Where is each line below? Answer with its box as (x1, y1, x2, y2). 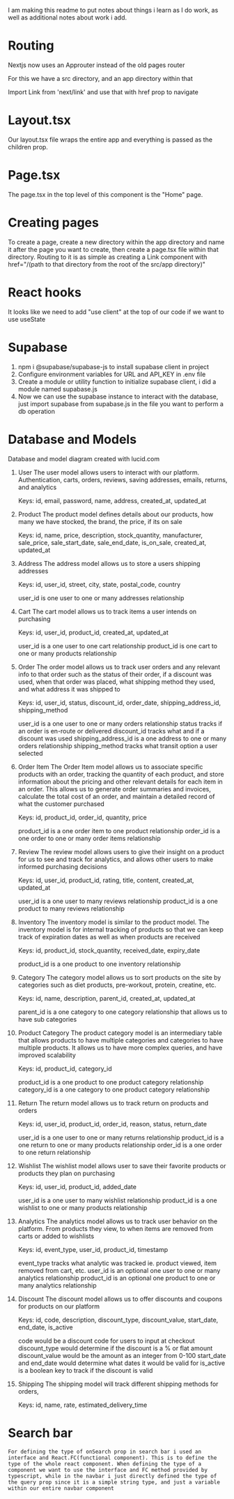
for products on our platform (17, 1302, 100, 1311)
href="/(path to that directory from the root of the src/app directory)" (8, 260, 206, 268)
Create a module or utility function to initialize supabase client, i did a (17, 377, 217, 386)
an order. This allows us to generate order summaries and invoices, (17, 784, 212, 793)
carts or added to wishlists (17, 1232, 95, 1240)
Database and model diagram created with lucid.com (8, 454, 159, 463)
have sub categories (17, 1015, 77, 1023)
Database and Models (8, 431, 137, 447)
